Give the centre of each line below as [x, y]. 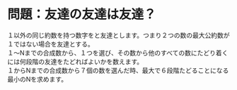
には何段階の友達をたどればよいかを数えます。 [75, 61]
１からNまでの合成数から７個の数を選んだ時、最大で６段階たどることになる [118, 70]
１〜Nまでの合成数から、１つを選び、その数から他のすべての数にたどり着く [118, 53]
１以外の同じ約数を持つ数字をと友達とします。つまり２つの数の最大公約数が [118, 35]
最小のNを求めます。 [37, 79]
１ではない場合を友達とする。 [51, 44]
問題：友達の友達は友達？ [82, 14]
